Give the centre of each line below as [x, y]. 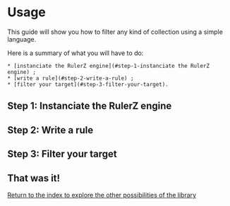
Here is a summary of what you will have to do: [75, 53]
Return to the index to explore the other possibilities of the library [102, 195]
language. [22, 39]
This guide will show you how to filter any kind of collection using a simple [115, 32]
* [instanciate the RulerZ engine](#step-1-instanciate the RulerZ [109, 66]
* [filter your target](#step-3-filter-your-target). [88, 84]
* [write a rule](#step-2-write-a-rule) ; [71, 78]
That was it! [34, 178]
